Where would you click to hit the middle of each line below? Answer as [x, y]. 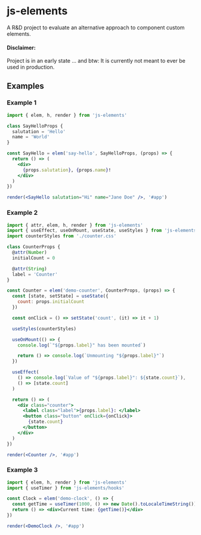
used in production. [31, 67]
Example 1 [22, 103]
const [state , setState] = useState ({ [61, 296]
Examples [25, 86]
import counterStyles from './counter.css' [62, 236]
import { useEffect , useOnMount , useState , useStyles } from [84, 231]
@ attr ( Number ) [30, 252]
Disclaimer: [21, 47]
